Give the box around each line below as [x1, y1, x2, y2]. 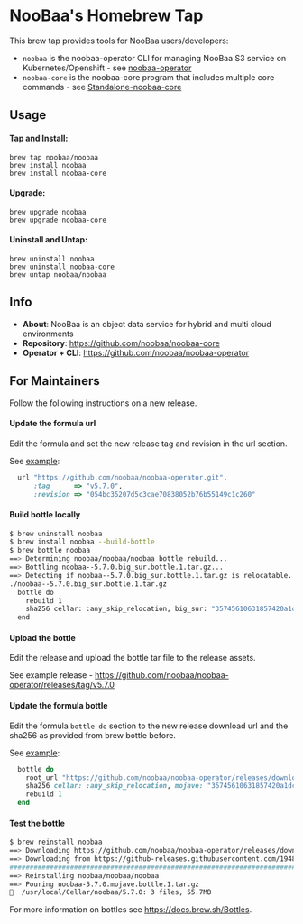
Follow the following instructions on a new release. [9, 398, 197, 408]
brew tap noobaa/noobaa [9, 152, 99, 162]
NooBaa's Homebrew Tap [9, 5, 204, 26]
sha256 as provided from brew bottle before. [9, 729, 176, 740]
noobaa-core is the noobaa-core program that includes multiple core [22, 71, 275, 82]
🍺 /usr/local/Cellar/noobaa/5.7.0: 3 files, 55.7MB [9, 888, 212, 897]
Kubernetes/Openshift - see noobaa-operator [22, 62, 192, 73]
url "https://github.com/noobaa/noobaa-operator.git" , [17, 472, 228, 482]
